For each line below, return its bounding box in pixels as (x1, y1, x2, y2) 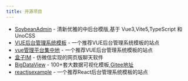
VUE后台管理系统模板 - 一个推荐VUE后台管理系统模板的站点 (14, 39, 160, 46)
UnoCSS (14, 32, 36, 39)
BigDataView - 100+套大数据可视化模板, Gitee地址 (14, 61, 134, 68)
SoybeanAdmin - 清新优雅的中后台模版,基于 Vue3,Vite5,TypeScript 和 (14, 25, 183, 32)
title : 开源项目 (6, 8, 42, 15)
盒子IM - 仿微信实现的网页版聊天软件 (14, 53, 104, 60)
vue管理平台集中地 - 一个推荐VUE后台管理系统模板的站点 (14, 46, 153, 53)
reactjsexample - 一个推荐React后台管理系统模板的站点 (14, 68, 149, 75)
